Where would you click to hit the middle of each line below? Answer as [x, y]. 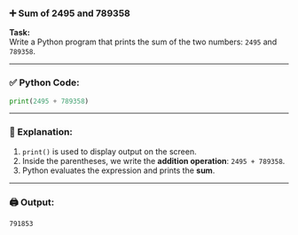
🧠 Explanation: [41, 132]
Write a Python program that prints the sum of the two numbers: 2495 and [143, 42]
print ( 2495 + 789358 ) [49, 101]
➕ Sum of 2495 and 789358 [70, 13]
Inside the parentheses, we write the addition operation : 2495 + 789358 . [153, 161]
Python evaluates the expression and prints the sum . [118, 170]
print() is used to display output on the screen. [109, 151]
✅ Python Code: [44, 82]
